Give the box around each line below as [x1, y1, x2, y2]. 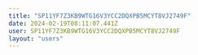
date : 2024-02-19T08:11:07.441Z [8, 19, 118, 27]
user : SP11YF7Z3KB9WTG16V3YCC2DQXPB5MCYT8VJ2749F [8, 27, 181, 35]
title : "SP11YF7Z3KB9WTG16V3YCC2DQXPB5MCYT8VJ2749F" [8, 11, 191, 20]
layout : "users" [8, 34, 64, 43]
